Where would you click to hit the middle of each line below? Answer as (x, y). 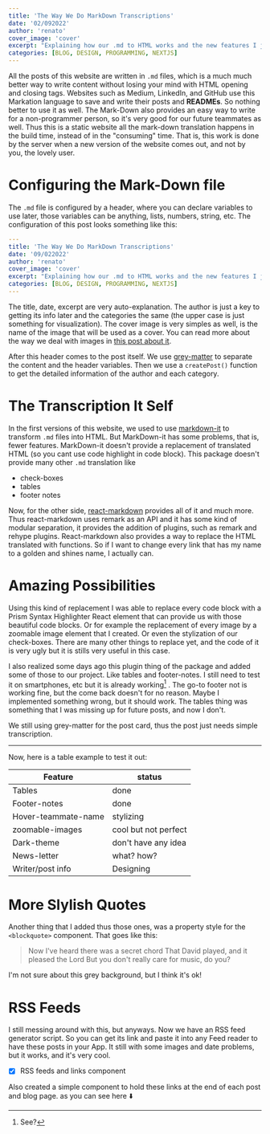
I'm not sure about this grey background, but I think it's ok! (105, 975)
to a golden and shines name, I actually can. (81, 553)
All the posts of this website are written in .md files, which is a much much (130, 76)
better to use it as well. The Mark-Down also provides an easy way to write (132, 110)
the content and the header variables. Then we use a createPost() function (133, 365)
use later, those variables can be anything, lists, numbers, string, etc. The (130, 216)
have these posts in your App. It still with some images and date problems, (131, 1047)
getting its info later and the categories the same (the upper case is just (127, 315)
